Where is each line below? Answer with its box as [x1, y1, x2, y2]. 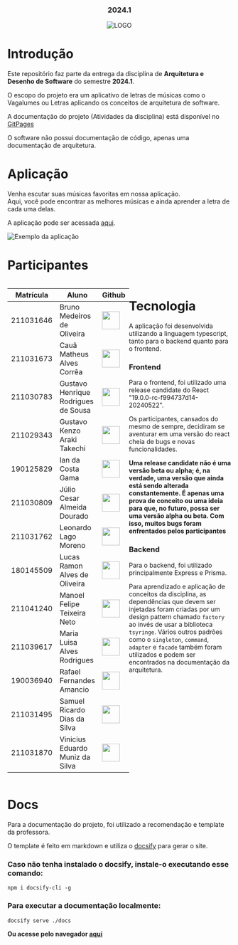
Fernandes [59, 676, 96, 686]
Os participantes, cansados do [129, 415, 219, 423]
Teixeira [59, 608, 87, 618]
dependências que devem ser [129, 597, 217, 606]
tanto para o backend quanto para [129, 337, 229, 346]
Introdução [7, 46, 74, 62]
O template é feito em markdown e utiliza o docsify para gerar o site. [7, 842, 208, 850]
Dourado [59, 511, 89, 521]
